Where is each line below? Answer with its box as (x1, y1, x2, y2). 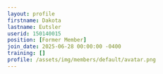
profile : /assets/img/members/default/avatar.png (7, 56, 157, 63)
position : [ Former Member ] (7, 37, 87, 44)
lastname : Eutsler (7, 23, 61, 30)
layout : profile (7, 10, 55, 18)
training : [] (7, 50, 46, 57)
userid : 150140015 (7, 30, 61, 37)
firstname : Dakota (7, 17, 61, 24)
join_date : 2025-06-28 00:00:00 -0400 (7, 43, 121, 50)
